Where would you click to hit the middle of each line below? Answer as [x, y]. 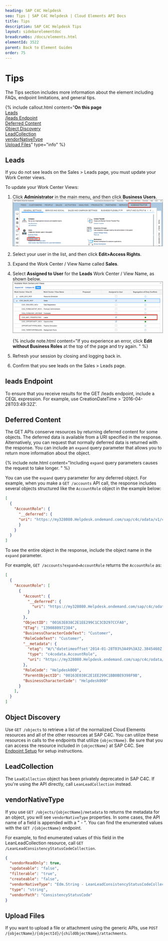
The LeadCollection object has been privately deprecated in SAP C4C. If [80, 779]
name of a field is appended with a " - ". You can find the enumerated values [84, 822]
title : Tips [17, 21]
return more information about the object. [48, 453]
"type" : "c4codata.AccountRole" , [62, 654]
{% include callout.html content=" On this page [53, 107]
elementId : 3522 [22, 43]
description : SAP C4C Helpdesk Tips [43, 27]
